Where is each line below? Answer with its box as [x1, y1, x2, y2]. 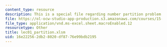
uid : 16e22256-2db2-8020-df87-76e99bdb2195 [5, 35, 97, 40]
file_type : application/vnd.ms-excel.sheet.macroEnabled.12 [5, 21, 133, 26]
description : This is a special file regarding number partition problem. [5, 12, 164, 17]
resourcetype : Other [5, 25, 48, 30]
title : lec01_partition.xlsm [5, 30, 66, 35]
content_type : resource [5, 7, 55, 12]
